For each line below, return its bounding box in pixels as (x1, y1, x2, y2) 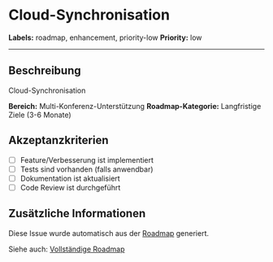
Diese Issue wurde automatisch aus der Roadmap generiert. (8, 228, 210, 238)
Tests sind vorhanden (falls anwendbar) (19, 164, 154, 174)
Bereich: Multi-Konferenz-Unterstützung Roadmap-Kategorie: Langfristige (8, 101, 262, 111)
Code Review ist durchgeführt (19, 182, 121, 192)
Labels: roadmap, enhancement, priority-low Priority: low (8, 33, 202, 42)
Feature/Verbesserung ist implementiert (19, 155, 154, 164)
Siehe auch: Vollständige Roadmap (8, 244, 125, 254)
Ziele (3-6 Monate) (8, 110, 71, 120)
